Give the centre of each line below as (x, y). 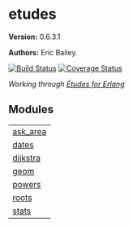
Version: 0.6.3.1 (34, 37)
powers (27, 184)
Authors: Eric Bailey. (43, 52)
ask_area (30, 131)
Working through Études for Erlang (66, 84)
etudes (32, 14)
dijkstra (27, 158)
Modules (31, 109)
